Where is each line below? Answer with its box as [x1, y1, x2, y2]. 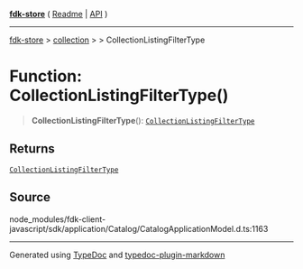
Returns [9, 141, 56, 157]
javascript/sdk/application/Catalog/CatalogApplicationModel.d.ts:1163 [9, 223, 269, 234]
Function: [9, 66, 83, 87]
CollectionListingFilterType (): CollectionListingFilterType [31, 115, 255, 125]
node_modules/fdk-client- [9, 213, 106, 225]
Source [9, 190, 51, 205]
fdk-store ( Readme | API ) [9, 9, 108, 19]
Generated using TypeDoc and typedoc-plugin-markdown [9, 249, 225, 260]
